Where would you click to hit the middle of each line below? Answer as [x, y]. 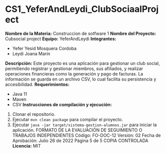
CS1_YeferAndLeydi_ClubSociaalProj [82, 9]
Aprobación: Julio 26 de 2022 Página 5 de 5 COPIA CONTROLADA [80, 141]
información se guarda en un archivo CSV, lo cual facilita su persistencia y [81, 79]
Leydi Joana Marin [31, 54]
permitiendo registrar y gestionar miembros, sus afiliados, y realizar [74, 69]
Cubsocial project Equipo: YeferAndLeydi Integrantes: [61, 39]
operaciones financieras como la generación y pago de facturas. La [74, 74]
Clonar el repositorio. [34, 114]
